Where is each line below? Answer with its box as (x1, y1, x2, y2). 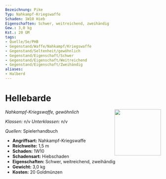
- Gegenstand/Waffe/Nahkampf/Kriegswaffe (5, 44, 92, 49)
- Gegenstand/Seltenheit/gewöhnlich (5, 48, 81, 53)
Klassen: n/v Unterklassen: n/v (5, 118, 68, 124)
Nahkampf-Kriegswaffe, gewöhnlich (5, 109, 79, 115)
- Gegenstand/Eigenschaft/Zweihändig (5, 62, 83, 67)
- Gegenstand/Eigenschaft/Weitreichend (5, 58, 87, 63)
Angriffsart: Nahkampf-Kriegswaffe (12, 138, 86, 143)
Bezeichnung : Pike (5, 7, 43, 12)
